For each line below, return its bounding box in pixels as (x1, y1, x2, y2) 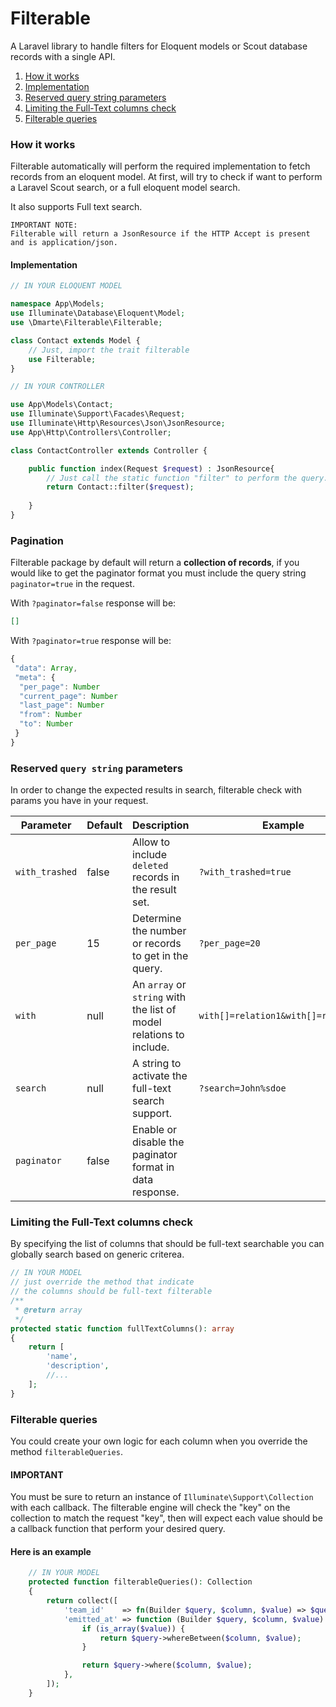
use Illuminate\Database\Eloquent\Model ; (10, 308, 186, 319)
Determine (132, 912, 182, 926)
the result (132, 883, 177, 897)
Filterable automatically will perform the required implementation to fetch (10, 160, 311, 172)
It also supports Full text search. (10, 201, 143, 213)
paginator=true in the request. (10, 578, 135, 590)
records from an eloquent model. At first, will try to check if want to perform (10, 171, 323, 183)
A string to (132, 1057, 182, 1071)
